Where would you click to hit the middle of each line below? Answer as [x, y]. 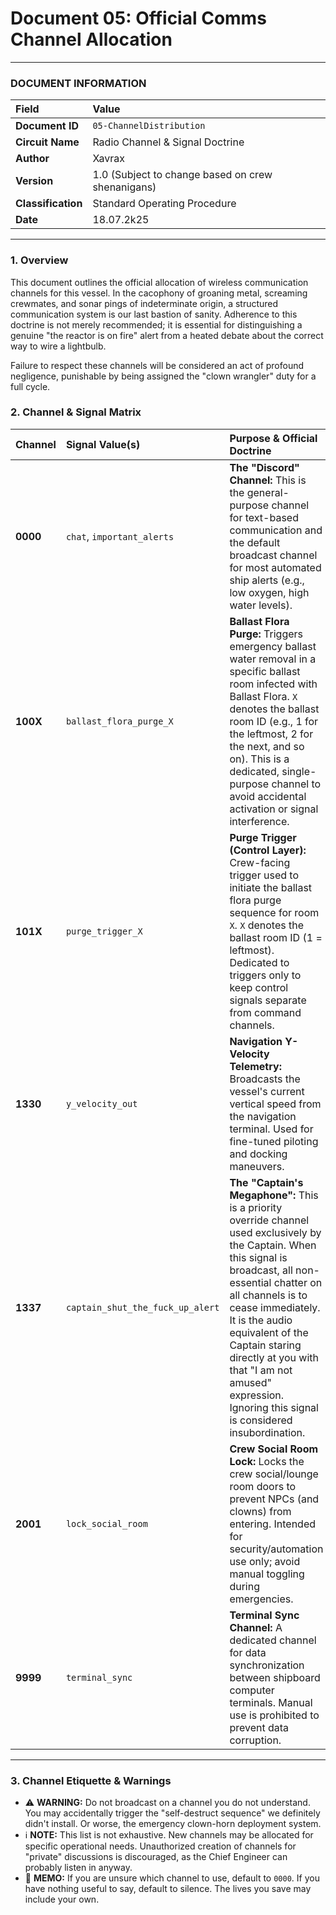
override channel [269, 1220]
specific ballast [265, 671]
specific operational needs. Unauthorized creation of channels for [160, 1846]
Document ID [47, 126]
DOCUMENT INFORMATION [78, 83]
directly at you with [274, 1357]
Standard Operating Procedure [164, 204]
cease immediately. [275, 1307]
